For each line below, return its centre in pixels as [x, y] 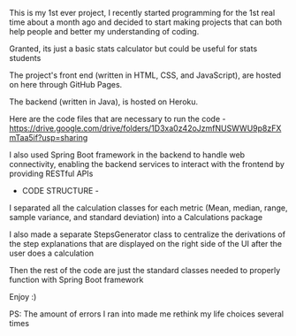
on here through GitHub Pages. [66, 84]
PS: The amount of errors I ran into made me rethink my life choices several [147, 314]
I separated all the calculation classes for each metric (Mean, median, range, [148, 208]
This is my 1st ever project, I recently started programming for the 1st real [142, 13]
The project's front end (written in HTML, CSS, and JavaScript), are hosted [145, 75]
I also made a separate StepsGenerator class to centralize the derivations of [147, 234]
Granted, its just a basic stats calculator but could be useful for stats [133, 49]
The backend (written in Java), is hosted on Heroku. [104, 102]
